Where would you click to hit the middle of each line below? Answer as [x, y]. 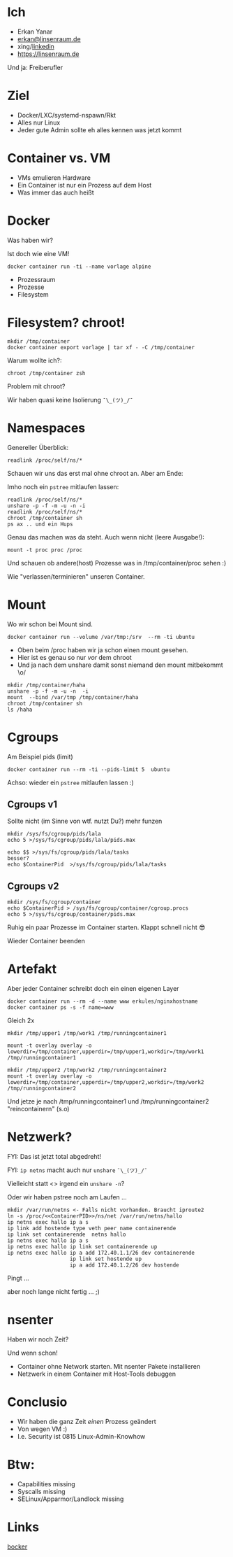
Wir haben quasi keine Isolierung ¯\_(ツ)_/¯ [70, 400]
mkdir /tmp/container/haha [46, 685]
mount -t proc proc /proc [45, 550]
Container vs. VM [59, 158]
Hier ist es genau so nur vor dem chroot [75, 657]
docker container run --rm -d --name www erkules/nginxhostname [103, 1001]
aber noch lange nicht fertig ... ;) [53, 1291]
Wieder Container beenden [46, 941]
